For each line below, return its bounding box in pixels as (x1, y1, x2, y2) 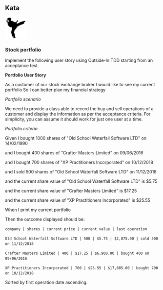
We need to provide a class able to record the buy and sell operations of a (5, 106, 154, 112)
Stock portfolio (5, 46, 41, 53)
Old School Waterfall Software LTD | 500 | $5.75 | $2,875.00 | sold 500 (5, 236, 159, 242)
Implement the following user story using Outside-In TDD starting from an (5, 57, 153, 63)
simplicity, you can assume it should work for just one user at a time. (5, 116, 143, 122)
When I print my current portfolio (5, 207, 71, 213)
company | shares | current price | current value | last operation (5, 227, 147, 232)
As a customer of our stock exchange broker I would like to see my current (5, 82, 155, 88)
